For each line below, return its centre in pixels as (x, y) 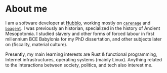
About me (26, 9)
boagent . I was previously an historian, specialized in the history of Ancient (83, 28)
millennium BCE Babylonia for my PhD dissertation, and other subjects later (83, 39)
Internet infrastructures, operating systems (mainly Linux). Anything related (84, 59)
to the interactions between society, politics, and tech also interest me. (79, 65)
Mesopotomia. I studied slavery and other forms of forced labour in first (80, 33)
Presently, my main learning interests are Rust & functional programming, (81, 54)
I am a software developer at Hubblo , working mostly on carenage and (78, 23)
